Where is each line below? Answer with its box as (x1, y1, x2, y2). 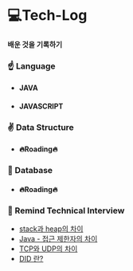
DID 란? (18, 254, 44, 264)
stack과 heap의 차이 (18, 224, 84, 234)
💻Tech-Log (7, 6, 88, 25)
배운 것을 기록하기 (7, 39, 63, 49)
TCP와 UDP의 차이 (18, 244, 78, 253)
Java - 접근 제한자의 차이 (18, 234, 98, 244)
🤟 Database (7, 165, 53, 176)
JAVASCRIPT (18, 101, 64, 111)
